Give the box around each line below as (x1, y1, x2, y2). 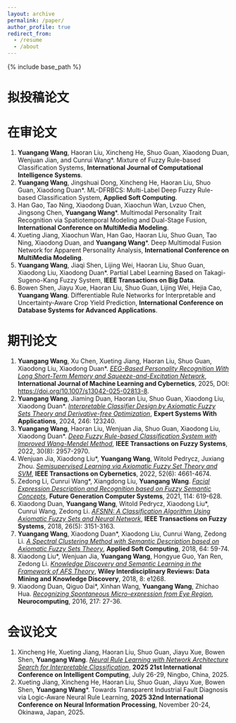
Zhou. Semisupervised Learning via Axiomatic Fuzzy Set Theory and (17, 462, 218, 471)
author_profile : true (7, 23, 71, 30)
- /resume (13, 37, 42, 44)
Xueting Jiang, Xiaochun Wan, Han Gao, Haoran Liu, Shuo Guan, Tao (17, 231, 217, 240)
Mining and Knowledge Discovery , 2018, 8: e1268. (17, 575, 166, 583)
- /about (13, 43, 39, 50)
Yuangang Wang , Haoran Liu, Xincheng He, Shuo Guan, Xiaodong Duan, (17, 148, 230, 157)
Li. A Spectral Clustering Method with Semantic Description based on (17, 537, 220, 546)
